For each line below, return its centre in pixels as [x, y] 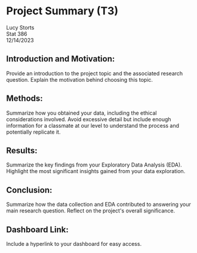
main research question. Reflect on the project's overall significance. [90, 211]
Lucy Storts [20, 27]
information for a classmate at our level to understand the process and [93, 125]
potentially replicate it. [33, 132]
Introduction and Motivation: [61, 59]
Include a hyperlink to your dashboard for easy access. [74, 244]
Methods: [24, 99]
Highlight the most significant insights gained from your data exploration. [96, 171]
